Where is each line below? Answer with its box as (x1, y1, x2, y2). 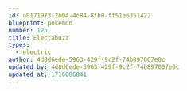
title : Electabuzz (8, 33, 69, 42)
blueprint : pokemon (8, 19, 73, 27)
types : (8, 41, 30, 49)
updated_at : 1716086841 (8, 70, 88, 78)
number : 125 (8, 26, 48, 34)
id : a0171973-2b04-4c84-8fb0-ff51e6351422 (8, 11, 151, 20)
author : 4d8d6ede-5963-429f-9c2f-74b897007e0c (8, 56, 166, 64)
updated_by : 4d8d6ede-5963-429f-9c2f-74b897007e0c (8, 63, 180, 71)
